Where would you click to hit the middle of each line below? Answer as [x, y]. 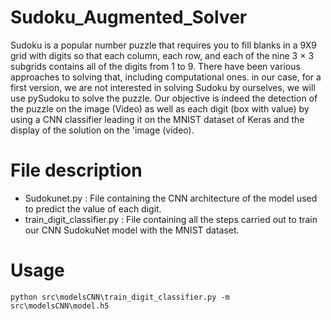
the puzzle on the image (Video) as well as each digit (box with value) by [160, 108]
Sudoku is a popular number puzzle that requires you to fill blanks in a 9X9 [163, 45]
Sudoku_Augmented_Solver [129, 17]
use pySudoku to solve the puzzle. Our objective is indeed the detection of [164, 98]
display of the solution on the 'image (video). [102, 130]
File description [76, 170]
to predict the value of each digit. [93, 208]
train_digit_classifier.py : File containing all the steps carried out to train [171, 219]
